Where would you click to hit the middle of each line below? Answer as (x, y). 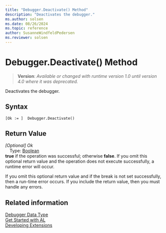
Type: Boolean (24, 151)
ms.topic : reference (27, 28)
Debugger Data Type (27, 215)
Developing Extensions (29, 226)
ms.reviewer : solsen (27, 38)
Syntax (16, 107)
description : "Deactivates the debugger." (50, 14)
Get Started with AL (25, 220)
